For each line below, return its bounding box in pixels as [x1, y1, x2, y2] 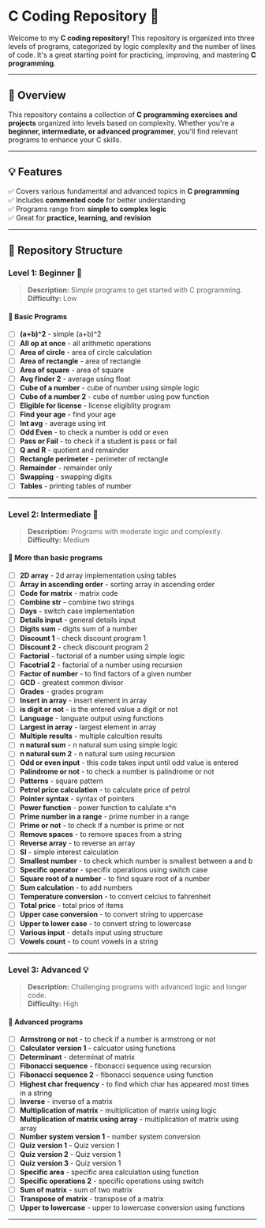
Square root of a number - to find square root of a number [19, 874, 211, 883]
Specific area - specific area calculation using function [19, 1167, 200, 1177]
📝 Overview [8, 89, 66, 102]
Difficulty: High [27, 999, 79, 1008]
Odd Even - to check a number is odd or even [19, 428, 169, 437]
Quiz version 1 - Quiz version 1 [19, 1140, 120, 1150]
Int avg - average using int [19, 419, 106, 428]
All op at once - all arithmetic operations [19, 338, 151, 348]
